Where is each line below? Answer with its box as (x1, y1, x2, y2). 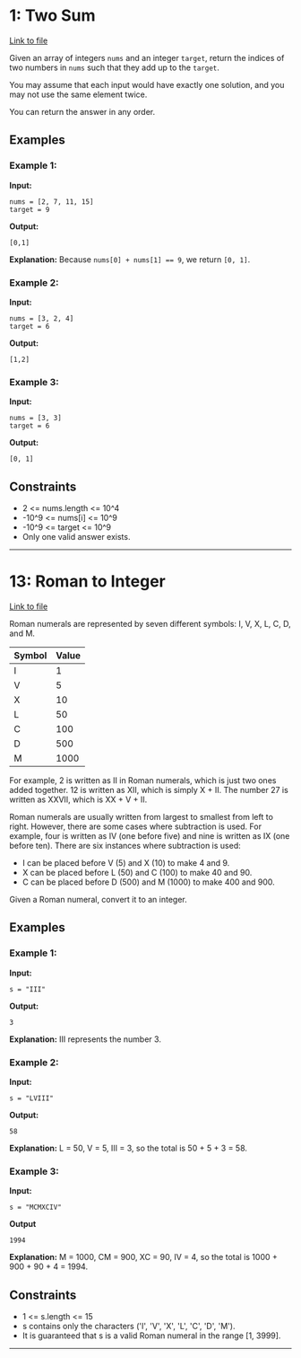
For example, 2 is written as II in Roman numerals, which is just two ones (9, 774, 277, 786)
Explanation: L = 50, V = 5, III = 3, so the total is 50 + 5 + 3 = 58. (9, 1142, 248, 1153)
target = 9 (9, 205, 50, 214)
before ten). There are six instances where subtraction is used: (9, 840, 241, 851)
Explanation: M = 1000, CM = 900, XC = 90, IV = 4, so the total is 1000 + (9, 1252, 278, 1263)
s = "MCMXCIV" (9, 1203, 63, 1212)
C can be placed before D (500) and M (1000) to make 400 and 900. (21, 877, 275, 887)
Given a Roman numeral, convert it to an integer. (9, 894, 188, 904)
